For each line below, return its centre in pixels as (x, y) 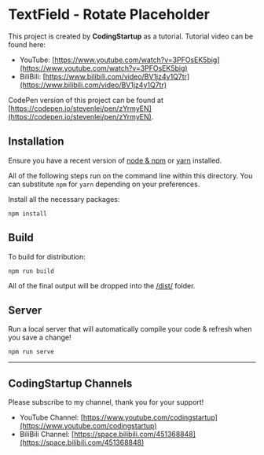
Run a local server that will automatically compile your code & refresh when (130, 329)
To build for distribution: (47, 256)
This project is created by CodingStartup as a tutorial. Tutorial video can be (131, 36)
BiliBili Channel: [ (47, 435)
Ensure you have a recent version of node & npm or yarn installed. (115, 160)
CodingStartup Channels (70, 383)
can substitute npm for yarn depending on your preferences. (104, 184)
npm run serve (31, 352)
